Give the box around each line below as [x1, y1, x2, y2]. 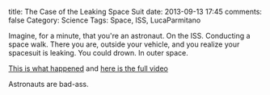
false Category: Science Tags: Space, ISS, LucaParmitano [8, 15, 201, 25]
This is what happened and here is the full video [8, 64, 168, 73]
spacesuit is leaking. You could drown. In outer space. [8, 48, 188, 57]
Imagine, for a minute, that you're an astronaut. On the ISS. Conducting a [8, 31, 251, 40]
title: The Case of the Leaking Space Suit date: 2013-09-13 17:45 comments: [8, 7, 263, 16]
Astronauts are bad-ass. [8, 80, 89, 89]
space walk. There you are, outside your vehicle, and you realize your [8, 39, 240, 49]
